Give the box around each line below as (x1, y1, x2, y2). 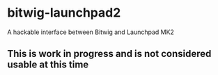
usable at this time (7, 59, 89, 71)
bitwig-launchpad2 (7, 5, 121, 21)
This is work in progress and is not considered (7, 48, 212, 60)
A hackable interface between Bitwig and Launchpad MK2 (7, 28, 174, 36)
